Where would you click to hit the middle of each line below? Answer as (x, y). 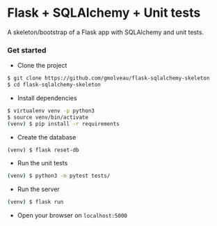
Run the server (39, 189)
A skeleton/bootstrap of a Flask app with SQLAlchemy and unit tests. (105, 32)
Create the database (47, 137)
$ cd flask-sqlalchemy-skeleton (54, 85)
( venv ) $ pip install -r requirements (63, 123)
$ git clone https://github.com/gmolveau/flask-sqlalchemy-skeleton (108, 78)
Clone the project (42, 66)
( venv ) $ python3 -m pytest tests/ (59, 176)
